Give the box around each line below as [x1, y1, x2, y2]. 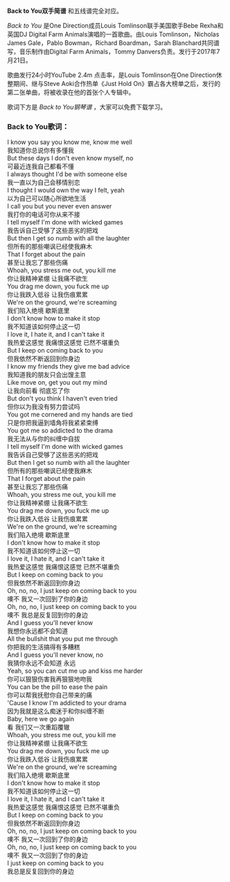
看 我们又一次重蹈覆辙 [7, 723, 70, 732]
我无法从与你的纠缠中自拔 [7, 434, 80, 443]
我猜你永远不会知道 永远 [7, 659, 76, 667]
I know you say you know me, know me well [7, 138, 133, 146]
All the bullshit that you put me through [7, 635, 118, 643]
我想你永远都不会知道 [7, 627, 68, 635]
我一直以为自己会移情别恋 [7, 178, 80, 186]
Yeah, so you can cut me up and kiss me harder [7, 667, 143, 675]
